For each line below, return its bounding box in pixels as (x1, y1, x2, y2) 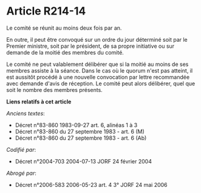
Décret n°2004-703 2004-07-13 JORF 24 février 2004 (15, 157, 152, 165)
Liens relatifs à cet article (6, 98, 72, 105)
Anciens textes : (6, 110, 46, 117)
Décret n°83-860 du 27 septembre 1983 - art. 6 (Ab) (15, 134, 147, 142)
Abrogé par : (6, 169, 36, 177)
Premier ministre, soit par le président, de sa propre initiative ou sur (6, 42, 175, 50)
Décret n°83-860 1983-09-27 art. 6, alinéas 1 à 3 (15, 121, 138, 128)
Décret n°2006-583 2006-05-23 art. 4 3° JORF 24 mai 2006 (15, 181, 168, 188)
